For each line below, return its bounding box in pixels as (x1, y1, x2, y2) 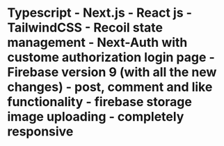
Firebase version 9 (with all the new (7, 64, 217, 80)
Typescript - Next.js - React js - (7, 5, 193, 21)
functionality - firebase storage (7, 94, 193, 110)
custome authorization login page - (7, 50, 216, 66)
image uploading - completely (7, 109, 184, 125)
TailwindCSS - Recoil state (7, 20, 163, 36)
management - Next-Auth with (7, 35, 188, 50)
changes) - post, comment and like (7, 79, 213, 95)
